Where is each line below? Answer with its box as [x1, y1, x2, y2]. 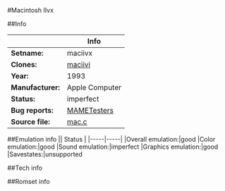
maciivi [66, 60, 90, 69]
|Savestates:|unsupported [7, 150, 83, 158]
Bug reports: [11, 106, 54, 115]
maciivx [66, 49, 93, 58]
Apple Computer [66, 82, 122, 92]
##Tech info [7, 164, 42, 172]
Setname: [11, 49, 44, 58]
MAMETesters [66, 106, 114, 115]
